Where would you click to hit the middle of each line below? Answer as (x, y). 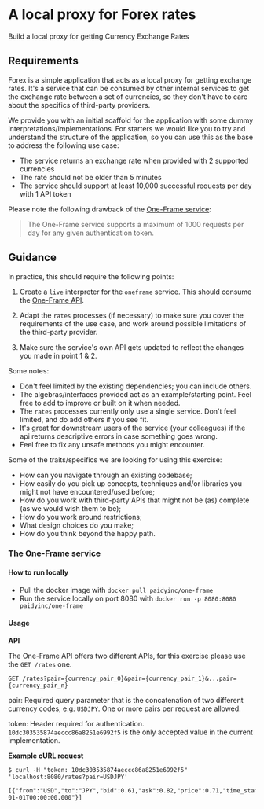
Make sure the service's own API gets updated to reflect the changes (132, 347)
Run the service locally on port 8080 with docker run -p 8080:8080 (128, 598)
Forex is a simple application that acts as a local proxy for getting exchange (130, 79)
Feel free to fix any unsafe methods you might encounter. (112, 444)
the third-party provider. (59, 332)
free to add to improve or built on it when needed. (100, 403)
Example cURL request (46, 756)
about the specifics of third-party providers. (79, 105)
